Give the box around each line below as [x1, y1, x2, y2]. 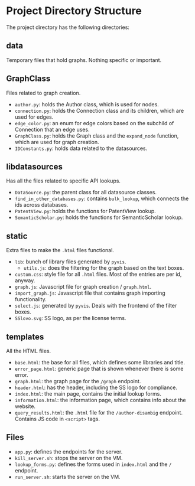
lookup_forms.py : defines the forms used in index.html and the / [14, 461, 172, 468]
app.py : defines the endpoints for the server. [14, 448, 123, 455]
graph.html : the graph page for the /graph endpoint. [14, 378, 141, 384]
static [6, 231, 28, 241]
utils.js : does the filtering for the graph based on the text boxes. [23, 265, 184, 272]
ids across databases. [14, 201, 69, 208]
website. [14, 403, 36, 410]
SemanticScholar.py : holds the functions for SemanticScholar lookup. [14, 214, 183, 221]
